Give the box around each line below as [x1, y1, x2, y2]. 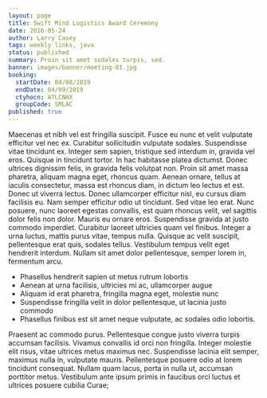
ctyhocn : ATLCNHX [15, 93, 73, 101]
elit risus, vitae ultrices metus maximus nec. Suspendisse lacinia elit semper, [8, 347, 259, 356]
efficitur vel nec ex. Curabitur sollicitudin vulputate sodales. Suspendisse [8, 139, 247, 147]
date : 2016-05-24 [8, 26, 66, 34]
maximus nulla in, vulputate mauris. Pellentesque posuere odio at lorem [8, 355, 243, 365]
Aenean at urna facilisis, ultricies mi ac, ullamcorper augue [19, 280, 213, 290]
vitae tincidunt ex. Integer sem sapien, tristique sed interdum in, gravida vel [8, 146, 255, 156]
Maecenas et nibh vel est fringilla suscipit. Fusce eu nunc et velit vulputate [8, 130, 253, 139]
